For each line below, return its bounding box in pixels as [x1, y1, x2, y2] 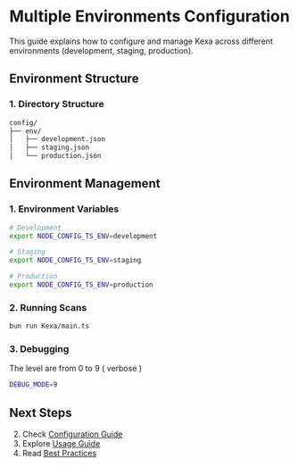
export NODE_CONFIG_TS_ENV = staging [9, 256, 142, 265]
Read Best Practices [21, 448, 97, 459]
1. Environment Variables [9, 203, 120, 215]
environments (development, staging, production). [9, 45, 194, 55]
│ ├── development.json [9, 135, 105, 144]
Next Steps [9, 404, 72, 421]
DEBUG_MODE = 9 [9, 380, 58, 389]
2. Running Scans [9, 301, 87, 313]
